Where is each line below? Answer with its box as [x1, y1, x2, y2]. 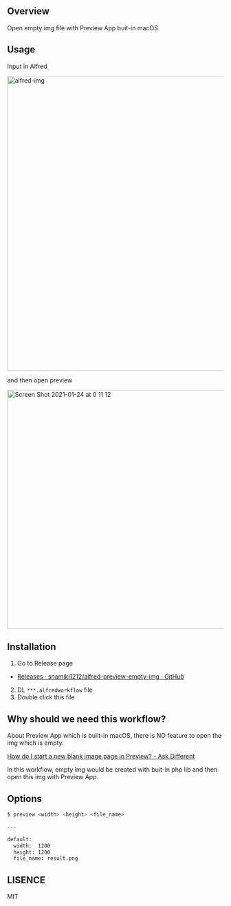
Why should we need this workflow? [7, 713, 166, 725]
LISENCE [7, 874, 46, 886]
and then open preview [7, 375, 73, 384]
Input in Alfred [7, 62, 48, 70]
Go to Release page [16, 659, 74, 668]
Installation [7, 641, 56, 653]
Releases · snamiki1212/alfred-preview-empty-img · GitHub [16, 672, 184, 681]
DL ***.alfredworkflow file [16, 686, 93, 694]
